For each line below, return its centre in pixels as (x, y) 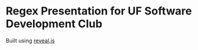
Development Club (54, 24)
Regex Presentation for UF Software (99, 11)
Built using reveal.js (30, 40)
